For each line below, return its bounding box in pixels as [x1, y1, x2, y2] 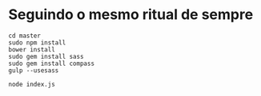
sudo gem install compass [8, 60, 94, 67]
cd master [8, 32, 42, 40]
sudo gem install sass [8, 52, 84, 60]
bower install [8, 45, 56, 53]
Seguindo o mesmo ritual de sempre [8, 6, 254, 24]
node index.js [8, 80, 56, 88]
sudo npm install [8, 38, 66, 47]
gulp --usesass [8, 66, 59, 75]
